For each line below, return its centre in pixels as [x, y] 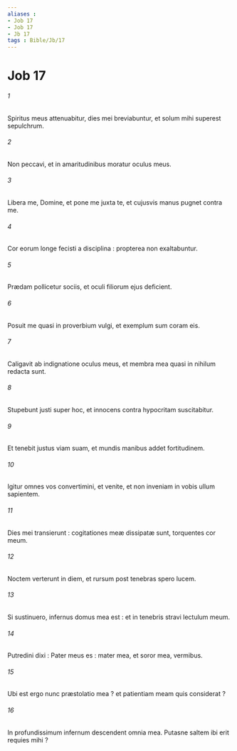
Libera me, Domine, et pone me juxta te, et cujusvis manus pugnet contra [115, 202]
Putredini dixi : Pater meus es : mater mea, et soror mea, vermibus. [105, 655]
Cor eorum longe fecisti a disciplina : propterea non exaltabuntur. [102, 249]
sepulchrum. [26, 126]
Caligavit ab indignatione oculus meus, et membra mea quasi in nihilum [111, 364]
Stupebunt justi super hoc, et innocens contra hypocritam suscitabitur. [111, 409]
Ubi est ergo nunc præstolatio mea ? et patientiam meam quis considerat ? [117, 694]
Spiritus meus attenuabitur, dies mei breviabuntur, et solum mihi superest [114, 118]
